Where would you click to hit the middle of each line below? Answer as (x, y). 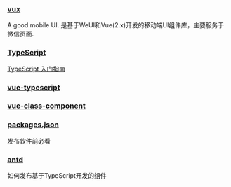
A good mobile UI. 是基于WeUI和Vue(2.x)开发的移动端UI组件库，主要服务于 (116, 25)
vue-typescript (34, 87)
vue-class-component (46, 106)
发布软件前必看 (29, 141)
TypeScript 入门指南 (36, 69)
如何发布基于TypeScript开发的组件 (57, 176)
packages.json (33, 125)
